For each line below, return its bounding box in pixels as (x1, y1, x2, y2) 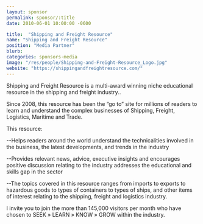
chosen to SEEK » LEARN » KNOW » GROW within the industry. (6, 211, 165, 218)
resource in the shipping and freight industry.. (6, 88, 121, 96)
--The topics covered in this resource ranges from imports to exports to (6, 180, 186, 187)
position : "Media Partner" (6, 43, 75, 49)
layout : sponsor (6, 9, 48, 15)
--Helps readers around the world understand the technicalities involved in (6, 136, 194, 144)
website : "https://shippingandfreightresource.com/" (6, 65, 143, 71)
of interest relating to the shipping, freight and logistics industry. (6, 192, 168, 200)
